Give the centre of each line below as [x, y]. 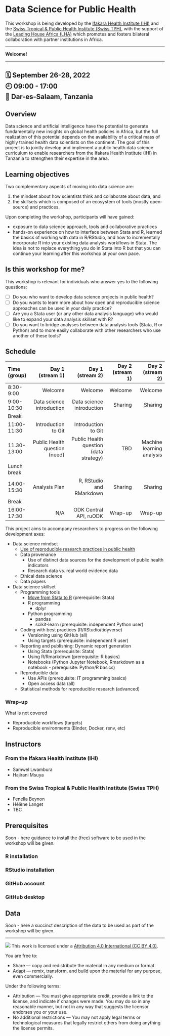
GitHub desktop [25, 897]
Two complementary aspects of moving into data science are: [70, 186]
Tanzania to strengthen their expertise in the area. [57, 158]
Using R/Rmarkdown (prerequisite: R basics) [74, 657]
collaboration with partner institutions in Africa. [54, 39]
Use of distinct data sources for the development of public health [96, 559]
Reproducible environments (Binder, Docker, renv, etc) [69, 728]
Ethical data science [41, 576]
